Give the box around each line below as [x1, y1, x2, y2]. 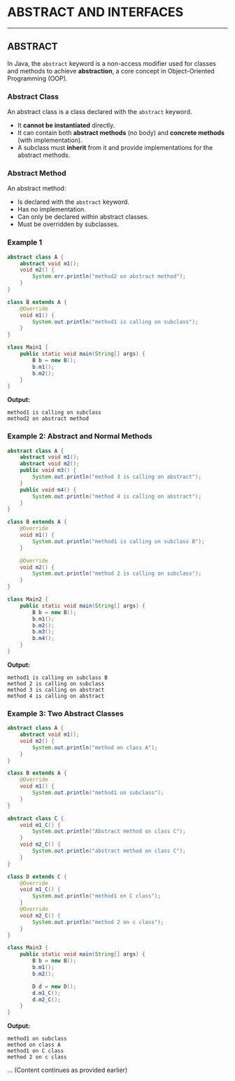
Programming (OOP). [7, 74, 68, 83]
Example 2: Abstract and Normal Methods [7, 431, 152, 441]
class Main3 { [7, 944, 49, 951]
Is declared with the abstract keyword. [17, 197, 129, 207]
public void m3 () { [20, 467, 77, 474]
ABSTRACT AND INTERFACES [7, 4, 184, 20]
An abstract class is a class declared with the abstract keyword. [7, 108, 192, 116]
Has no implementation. [17, 205, 86, 214]
